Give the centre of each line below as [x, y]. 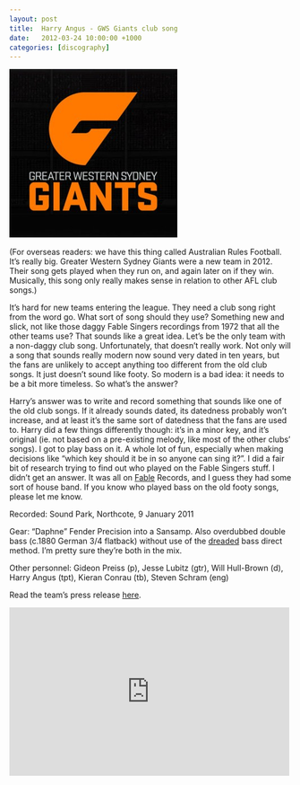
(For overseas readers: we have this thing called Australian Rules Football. [146, 252]
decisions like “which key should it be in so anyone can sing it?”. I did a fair [147, 459]
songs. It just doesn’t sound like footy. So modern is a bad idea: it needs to [147, 375]
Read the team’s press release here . [75, 595]
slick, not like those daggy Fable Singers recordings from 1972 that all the [145, 327]
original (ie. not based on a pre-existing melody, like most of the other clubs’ [150, 439]
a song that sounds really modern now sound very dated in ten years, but [145, 356]
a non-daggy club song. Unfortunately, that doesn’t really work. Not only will [150, 346]
